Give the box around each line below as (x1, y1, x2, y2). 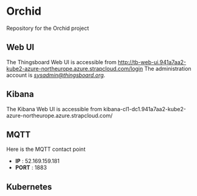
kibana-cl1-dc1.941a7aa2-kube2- (103, 105, 186, 112)
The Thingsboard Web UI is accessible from (6, 58, 117, 65)
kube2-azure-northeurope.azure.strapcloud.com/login (6, 65, 143, 72)
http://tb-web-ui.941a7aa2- (118, 58, 187, 65)
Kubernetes (6, 181, 52, 192)
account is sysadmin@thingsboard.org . (6, 71, 106, 79)
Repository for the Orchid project (6, 24, 90, 32)
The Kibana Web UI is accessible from (6, 105, 102, 112)
